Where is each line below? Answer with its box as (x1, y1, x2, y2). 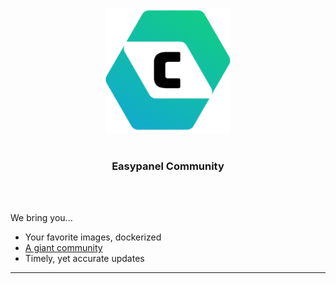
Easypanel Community (111, 159, 225, 173)
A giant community (24, 242, 103, 254)
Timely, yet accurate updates (24, 253, 145, 265)
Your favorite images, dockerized (24, 231, 162, 243)
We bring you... (10, 212, 73, 224)
